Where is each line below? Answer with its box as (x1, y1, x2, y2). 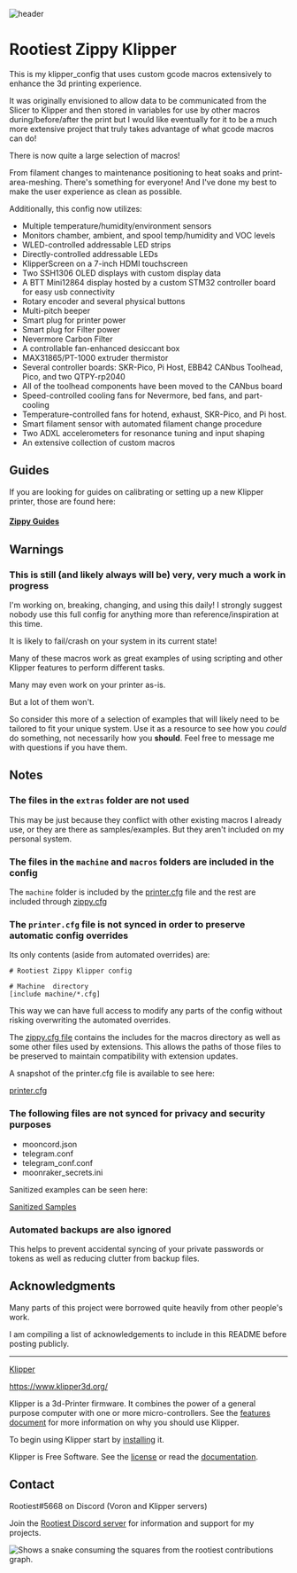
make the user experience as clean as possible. (9, 186, 183, 197)
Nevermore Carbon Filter (21, 333, 113, 344)
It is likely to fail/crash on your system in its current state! (9, 636, 217, 646)
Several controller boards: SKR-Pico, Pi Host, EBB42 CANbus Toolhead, (21, 362, 283, 372)
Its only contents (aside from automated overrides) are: (9, 950, 210, 960)
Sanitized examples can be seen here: (9, 1184, 148, 1194)
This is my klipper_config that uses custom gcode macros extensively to (9, 68, 272, 79)
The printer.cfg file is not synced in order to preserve (9, 918, 246, 930)
